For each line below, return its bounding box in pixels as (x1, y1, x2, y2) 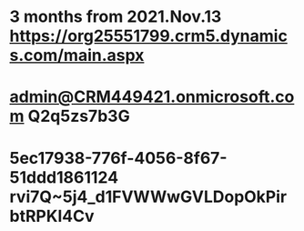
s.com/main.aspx (9, 45, 145, 65)
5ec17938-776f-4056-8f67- (9, 147, 228, 168)
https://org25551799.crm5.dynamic (9, 25, 289, 46)
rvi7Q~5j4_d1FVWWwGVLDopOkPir (9, 186, 288, 206)
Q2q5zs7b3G (27, 106, 130, 126)
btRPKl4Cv (9, 206, 95, 226)
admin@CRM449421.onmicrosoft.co (9, 86, 295, 107)
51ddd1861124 (9, 166, 119, 187)
